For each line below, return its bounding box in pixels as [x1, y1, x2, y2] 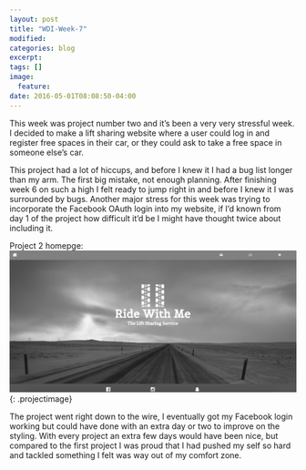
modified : [9, 34, 47, 43]
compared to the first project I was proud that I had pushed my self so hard [9, 440, 291, 451]
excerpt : [9, 53, 43, 63]
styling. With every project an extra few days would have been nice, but [9, 430, 279, 441]
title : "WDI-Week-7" [9, 24, 88, 34]
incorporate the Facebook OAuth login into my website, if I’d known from [9, 203, 281, 214]
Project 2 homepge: [9, 240, 84, 250]
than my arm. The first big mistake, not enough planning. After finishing [9, 174, 278, 185]
